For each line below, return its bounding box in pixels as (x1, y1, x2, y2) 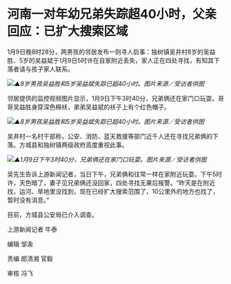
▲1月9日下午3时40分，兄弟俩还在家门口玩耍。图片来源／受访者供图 (14, 155, 207, 163)
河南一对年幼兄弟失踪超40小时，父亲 (7, 6, 217, 22)
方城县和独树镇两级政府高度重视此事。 (19, 141, 128, 149)
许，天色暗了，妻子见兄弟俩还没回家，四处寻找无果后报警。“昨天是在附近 (7, 179, 216, 187)
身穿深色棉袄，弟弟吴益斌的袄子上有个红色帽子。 (30, 103, 170, 111)
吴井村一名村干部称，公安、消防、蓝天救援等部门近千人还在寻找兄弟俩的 (7, 132, 212, 140)
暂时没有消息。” (7, 196, 50, 204)
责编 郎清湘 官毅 (7, 254, 53, 263)
